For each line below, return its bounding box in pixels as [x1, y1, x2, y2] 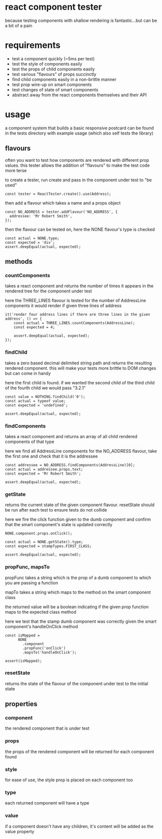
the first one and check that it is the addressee [5, 453, 98, 459]
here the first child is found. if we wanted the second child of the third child [5, 379, 155, 385]
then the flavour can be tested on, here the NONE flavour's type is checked [5, 226, 155, 232]
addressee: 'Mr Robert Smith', [9, 213, 73, 219]
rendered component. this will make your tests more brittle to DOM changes [5, 365, 156, 371]
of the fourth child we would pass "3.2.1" [5, 385, 86, 391]
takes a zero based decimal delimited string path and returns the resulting [5, 360, 152, 366]
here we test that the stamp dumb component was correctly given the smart [5, 618, 157, 624]
